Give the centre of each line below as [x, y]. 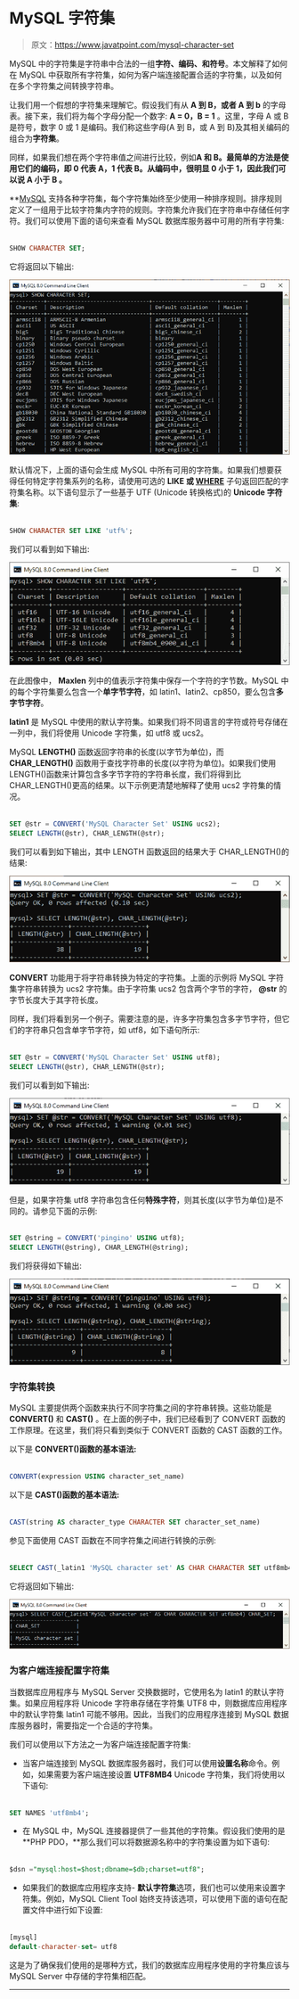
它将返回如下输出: [42, 1586]
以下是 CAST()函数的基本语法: [65, 1495]
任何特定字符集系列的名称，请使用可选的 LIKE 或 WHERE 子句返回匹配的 [149, 481]
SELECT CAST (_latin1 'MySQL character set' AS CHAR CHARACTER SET [135, 1567]
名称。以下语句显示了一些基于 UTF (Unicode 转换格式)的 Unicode [145, 492]
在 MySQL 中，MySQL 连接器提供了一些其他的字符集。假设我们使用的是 [154, 1831]
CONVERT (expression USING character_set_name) [97, 1477]
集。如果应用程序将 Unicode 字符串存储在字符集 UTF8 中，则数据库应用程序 [148, 1703]
